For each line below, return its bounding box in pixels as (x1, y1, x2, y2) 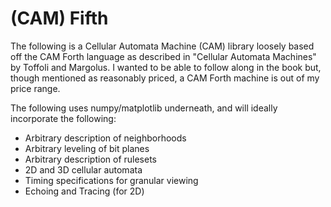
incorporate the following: (10, 112, 117, 124)
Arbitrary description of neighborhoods (24, 132, 187, 144)
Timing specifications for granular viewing (24, 174, 199, 186)
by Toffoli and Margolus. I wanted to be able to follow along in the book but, (10, 61, 322, 73)
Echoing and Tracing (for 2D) (24, 185, 145, 197)
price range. (10, 82, 61, 94)
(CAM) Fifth (10, 7, 109, 30)
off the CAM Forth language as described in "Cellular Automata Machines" (10, 50, 317, 62)
